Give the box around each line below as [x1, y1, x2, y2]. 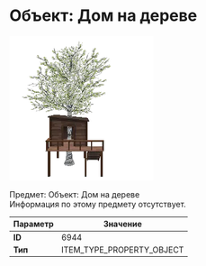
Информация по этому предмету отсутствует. [9, 198, 186, 209]
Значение [103, 218, 142, 230]
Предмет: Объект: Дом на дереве [9, 188, 140, 199]
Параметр [13, 218, 54, 230]
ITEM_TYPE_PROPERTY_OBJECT [61, 244, 184, 255]
